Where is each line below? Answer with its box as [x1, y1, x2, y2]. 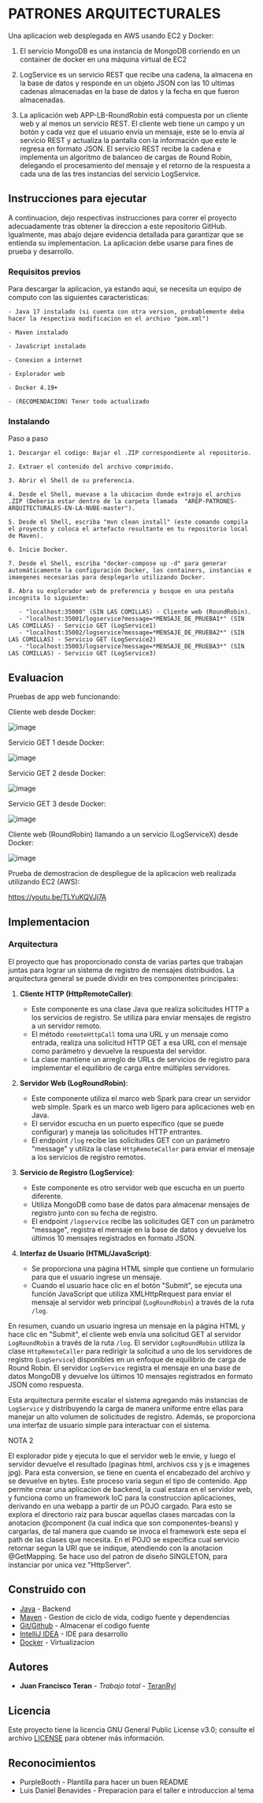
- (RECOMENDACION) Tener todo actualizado [8, 398, 150, 406]
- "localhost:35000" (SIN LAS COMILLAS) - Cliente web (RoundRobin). [18, 608, 252, 616]
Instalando [8, 415, 50, 426]
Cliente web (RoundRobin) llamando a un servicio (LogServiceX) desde [8, 830, 239, 840]
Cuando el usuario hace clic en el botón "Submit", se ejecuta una [31, 1280, 243, 1290]
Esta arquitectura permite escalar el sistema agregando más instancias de [8, 1395, 248, 1404]
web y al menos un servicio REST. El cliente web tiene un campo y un [19, 118, 246, 128]
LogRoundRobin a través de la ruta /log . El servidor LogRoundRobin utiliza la [8, 1338, 246, 1347]
